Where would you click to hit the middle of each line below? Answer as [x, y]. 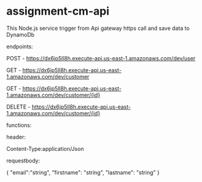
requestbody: [23, 161]
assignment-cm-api [58, 11]
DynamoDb [20, 34]
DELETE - [18, 107]
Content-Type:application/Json [45, 148]
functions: [19, 125]
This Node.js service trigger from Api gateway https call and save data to [98, 28]
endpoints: [20, 46]
